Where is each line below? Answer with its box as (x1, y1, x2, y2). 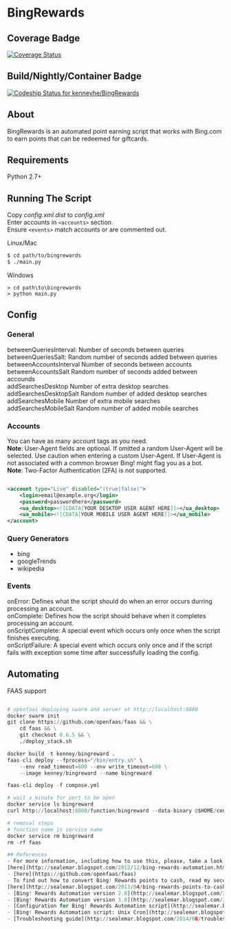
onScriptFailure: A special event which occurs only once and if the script (7, 641, 213, 649)
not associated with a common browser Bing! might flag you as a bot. (7, 458, 203, 467)
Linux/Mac (7, 239, 38, 247)
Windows (7, 271, 34, 279)
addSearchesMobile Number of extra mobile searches (7, 396, 160, 405)
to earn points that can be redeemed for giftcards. (7, 134, 149, 143)
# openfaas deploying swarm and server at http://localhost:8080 (7, 706, 198, 713)
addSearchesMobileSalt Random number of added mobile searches (7, 404, 199, 412)
